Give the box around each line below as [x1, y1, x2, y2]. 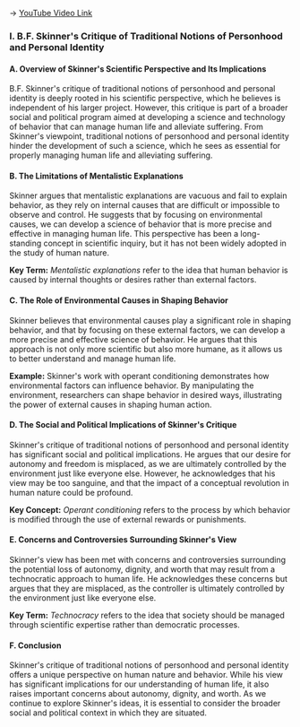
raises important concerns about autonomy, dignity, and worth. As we [9, 688, 267, 699]
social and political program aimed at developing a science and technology [9, 112, 286, 123]
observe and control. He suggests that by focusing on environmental [9, 210, 262, 221]
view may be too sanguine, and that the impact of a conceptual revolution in [9, 477, 289, 488]
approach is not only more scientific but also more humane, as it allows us [9, 343, 283, 354]
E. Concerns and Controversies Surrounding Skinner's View [9, 534, 237, 545]
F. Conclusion [9, 640, 62, 651]
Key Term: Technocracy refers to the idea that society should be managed [9, 610, 285, 620]
